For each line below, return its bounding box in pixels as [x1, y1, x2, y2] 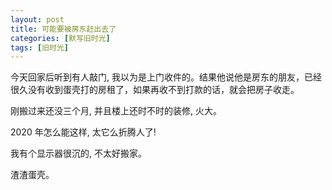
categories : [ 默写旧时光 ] [10, 33, 111, 43]
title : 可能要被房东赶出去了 [10, 24, 117, 34]
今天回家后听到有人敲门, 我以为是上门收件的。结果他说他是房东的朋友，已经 [10, 71, 322, 83]
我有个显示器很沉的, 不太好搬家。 [10, 147, 147, 160]
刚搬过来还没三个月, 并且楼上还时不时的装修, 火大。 [10, 105, 222, 117]
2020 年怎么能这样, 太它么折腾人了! [10, 126, 157, 138]
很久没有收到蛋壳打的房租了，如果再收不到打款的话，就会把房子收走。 [10, 84, 300, 96]
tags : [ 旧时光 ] [10, 42, 70, 53]
